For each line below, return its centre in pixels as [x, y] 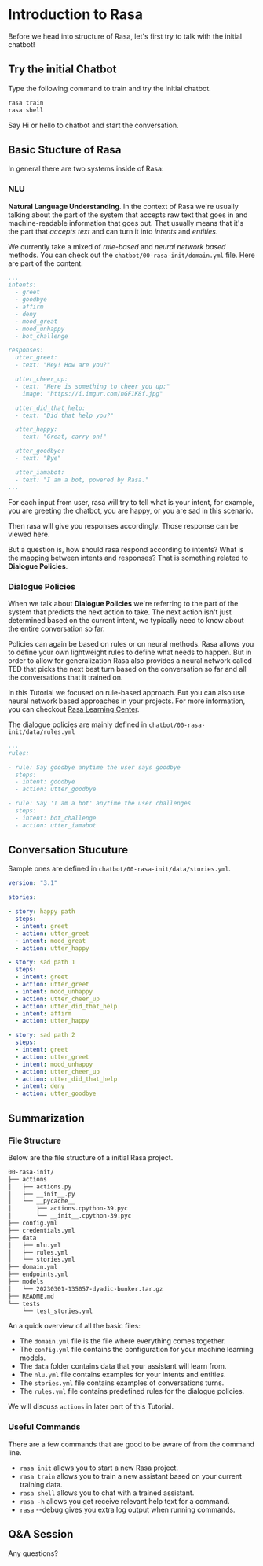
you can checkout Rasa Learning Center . [74, 709]
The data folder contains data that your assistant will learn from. [123, 1366]
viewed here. [29, 534]
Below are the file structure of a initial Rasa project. [91, 1157]
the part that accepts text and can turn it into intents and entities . [113, 231]
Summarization [46, 1118]
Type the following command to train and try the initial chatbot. [110, 88]
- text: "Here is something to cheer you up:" [93, 386]
